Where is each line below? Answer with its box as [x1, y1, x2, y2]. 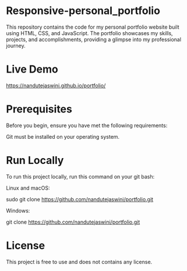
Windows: [6, 207, 30, 214]
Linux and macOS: [6, 184, 50, 191]
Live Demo [6, 63, 58, 76]
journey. [6, 42, 26, 49]
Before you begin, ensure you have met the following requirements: [6, 122, 168, 129]
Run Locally [6, 154, 64, 167]
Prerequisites [6, 102, 73, 116]
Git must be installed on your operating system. [6, 133, 120, 140]
